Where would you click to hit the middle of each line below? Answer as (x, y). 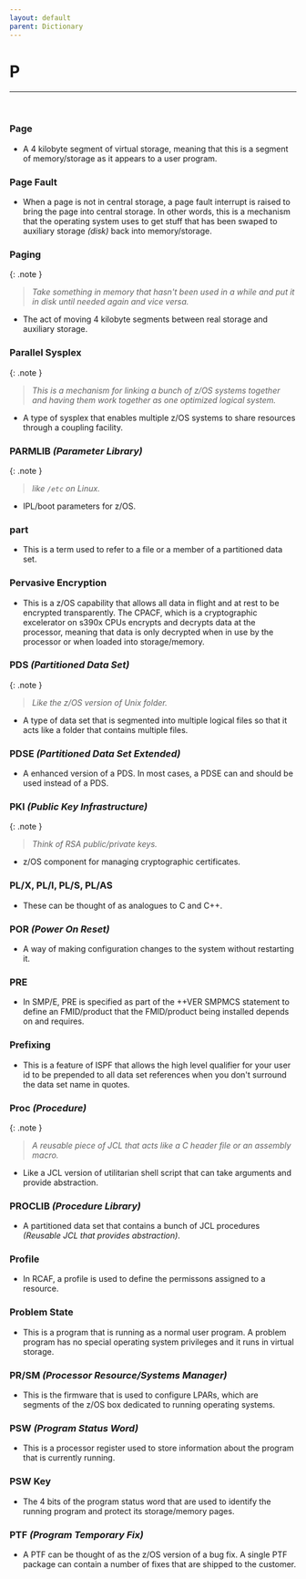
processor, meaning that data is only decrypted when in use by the (148, 632)
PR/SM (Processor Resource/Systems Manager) (118, 1375)
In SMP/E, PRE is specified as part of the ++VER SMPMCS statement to (156, 1002)
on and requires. (53, 1021)
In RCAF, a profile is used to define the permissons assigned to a (144, 1279)
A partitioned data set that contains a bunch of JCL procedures (141, 1226)
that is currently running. (69, 1458)
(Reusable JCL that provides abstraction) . (101, 1235)
